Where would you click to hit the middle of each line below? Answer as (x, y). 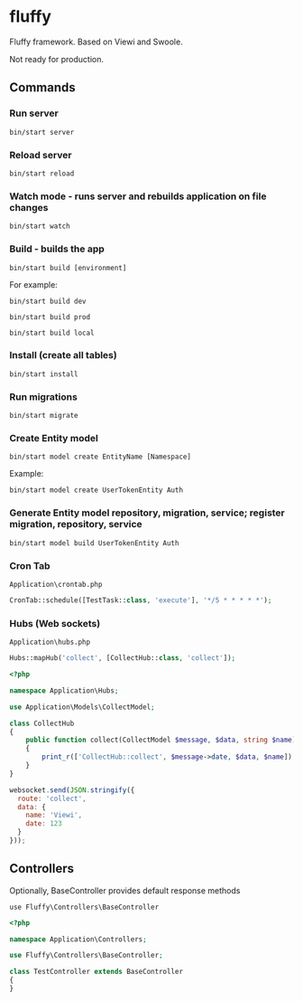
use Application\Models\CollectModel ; (82, 707)
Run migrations (44, 397)
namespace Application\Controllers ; (78, 939)
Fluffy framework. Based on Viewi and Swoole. (96, 42)
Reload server (41, 155)
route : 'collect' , (52, 798)
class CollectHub (42, 723)
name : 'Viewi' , (54, 816)
